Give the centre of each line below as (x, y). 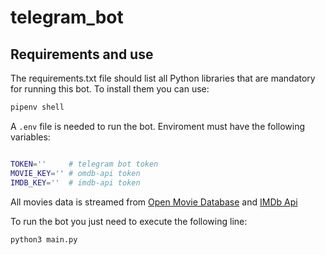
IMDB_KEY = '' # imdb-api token (75, 182)
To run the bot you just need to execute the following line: (129, 221)
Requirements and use (82, 54)
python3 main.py (44, 239)
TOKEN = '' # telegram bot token (84, 164)
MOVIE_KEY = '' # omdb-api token (75, 173)
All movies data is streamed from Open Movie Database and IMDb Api (154, 202)
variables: (30, 137)
